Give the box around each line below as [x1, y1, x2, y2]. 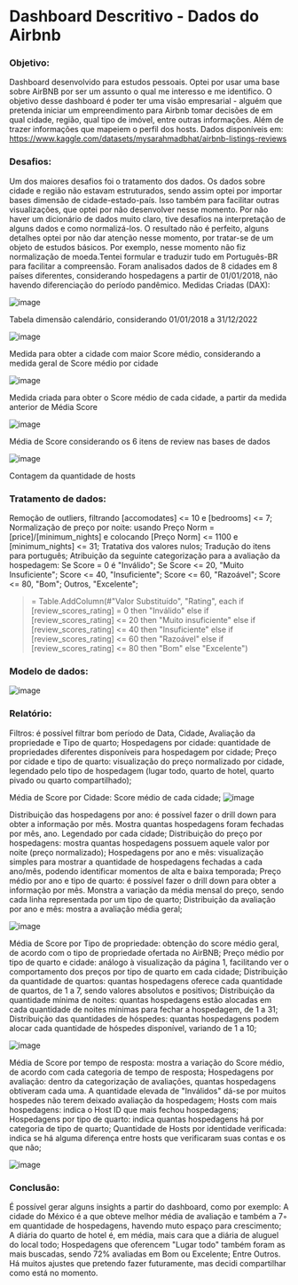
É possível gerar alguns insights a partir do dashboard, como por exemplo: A [9, 1201, 289, 1212]
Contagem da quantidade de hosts [9, 470, 136, 481]
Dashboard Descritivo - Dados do [9, 6, 260, 27]
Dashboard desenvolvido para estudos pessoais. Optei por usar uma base [9, 77, 280, 88]
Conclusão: [9, 1181, 60, 1194]
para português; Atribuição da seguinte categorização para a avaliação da [9, 550, 281, 561]
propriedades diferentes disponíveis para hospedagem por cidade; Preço [9, 746, 278, 757]
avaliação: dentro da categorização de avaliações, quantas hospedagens [9, 1076, 277, 1086]
